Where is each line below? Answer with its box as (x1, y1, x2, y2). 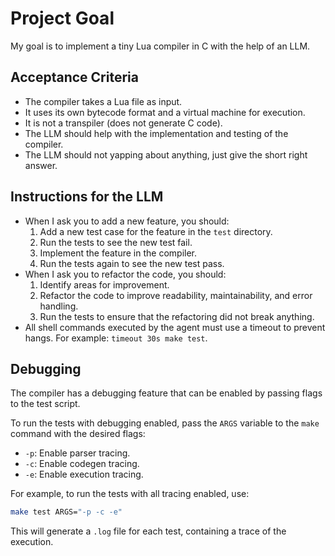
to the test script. (10, 398, 81, 410)
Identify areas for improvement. (39, 278, 170, 291)
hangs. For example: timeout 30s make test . (24, 332, 208, 344)
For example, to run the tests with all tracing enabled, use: (10, 488, 250, 500)
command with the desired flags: (10, 428, 146, 440)
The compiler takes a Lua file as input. (24, 95, 183, 107)
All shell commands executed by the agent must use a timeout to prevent (24, 321, 326, 333)
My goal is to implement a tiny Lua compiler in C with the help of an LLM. (10, 40, 311, 52)
